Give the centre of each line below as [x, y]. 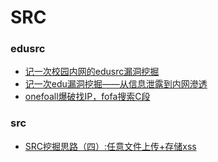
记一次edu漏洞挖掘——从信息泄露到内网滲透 [116, 84]
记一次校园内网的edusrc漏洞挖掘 [92, 72]
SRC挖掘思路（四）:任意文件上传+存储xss [110, 146]
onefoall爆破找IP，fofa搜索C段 [87, 97]
